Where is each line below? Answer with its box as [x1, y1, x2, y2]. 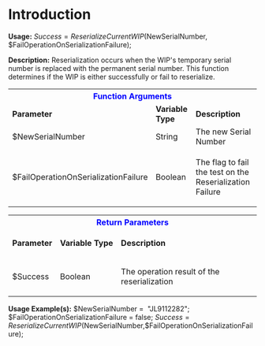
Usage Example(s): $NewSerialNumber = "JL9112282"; [8, 303, 190, 313]
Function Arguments [93, 91, 172, 102]
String [155, 131, 178, 142]
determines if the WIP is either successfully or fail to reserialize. [8, 72, 215, 81]
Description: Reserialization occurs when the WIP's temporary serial [8, 55, 232, 65]
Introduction [8, 6, 91, 24]
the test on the [196, 166, 250, 177]
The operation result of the [121, 266, 220, 277]
